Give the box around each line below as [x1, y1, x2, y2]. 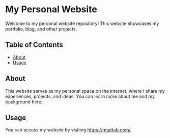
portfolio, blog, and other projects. [5, 25, 77, 32]
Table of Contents [5, 41, 64, 49]
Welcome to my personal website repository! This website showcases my [5, 20, 159, 26]
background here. [5, 98, 43, 105]
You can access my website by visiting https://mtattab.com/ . [5, 127, 132, 133]
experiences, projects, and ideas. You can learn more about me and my [5, 93, 155, 99]
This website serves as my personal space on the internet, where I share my [5, 88, 165, 94]
